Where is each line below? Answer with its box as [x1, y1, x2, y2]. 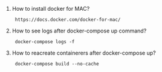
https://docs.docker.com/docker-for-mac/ [15, 17, 121, 23]
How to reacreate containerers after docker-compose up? [11, 49, 156, 56]
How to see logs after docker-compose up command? [11, 27, 147, 34]
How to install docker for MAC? [11, 5, 90, 12]
